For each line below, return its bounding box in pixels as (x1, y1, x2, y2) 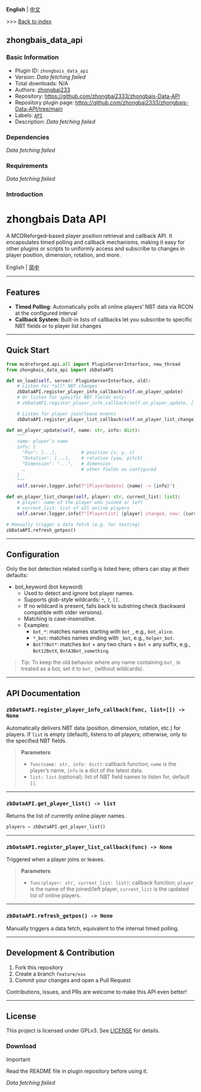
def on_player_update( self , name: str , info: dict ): (6, 427, 141, 433)
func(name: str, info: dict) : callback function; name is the (29, 760, 176, 768)
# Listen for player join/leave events (17, 411, 117, 417)
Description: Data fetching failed (14, 118, 96, 125)
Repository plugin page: (14, 99, 74, 106)
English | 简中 (6, 264, 40, 271)
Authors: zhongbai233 (14, 86, 71, 93)
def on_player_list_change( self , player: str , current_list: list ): (6, 494, 181, 500)
